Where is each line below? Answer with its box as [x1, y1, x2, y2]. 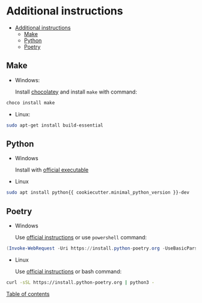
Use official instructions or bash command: [14, 268, 122, 275]
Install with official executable [14, 166, 89, 173]
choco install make [6, 100, 55, 106]
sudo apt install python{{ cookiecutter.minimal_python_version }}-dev [6, 190, 189, 196]
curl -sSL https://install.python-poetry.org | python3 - [6, 279, 155, 286]
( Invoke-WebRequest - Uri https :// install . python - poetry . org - [6, 245, 165, 251]
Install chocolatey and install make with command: [14, 88, 137, 95]
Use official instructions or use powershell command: [14, 234, 147, 241]
